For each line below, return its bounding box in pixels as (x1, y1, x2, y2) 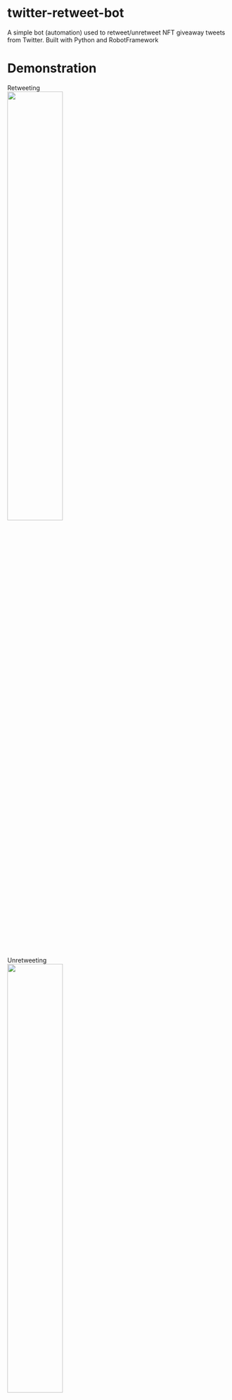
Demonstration (7, 61, 97, 77)
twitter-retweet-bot (7, 5, 124, 21)
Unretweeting (7, 955, 47, 965)
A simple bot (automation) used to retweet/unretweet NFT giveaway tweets (7, 28, 226, 37)
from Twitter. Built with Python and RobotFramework (7, 35, 159, 44)
